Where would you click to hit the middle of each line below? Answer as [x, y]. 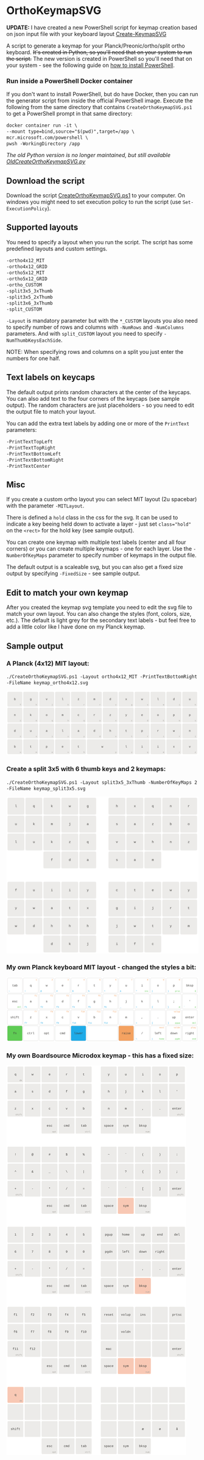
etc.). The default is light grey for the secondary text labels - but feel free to [101, 620]
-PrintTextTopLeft [30, 442]
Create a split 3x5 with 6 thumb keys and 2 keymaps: [86, 769]
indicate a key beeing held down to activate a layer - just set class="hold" [99, 524]
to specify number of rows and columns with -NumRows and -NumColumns [95, 327]
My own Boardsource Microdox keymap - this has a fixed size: [100, 1056]
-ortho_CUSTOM [24, 285]
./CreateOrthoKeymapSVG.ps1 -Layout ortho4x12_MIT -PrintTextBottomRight [102, 677]
